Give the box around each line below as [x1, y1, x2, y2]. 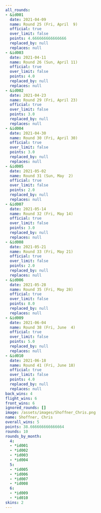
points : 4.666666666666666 [10, 36, 67, 41]
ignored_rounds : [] [5, 406, 46, 411]
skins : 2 [5, 500, 24, 505]
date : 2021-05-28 [10, 282, 46, 287]
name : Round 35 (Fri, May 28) [10, 287, 73, 292]
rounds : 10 [5, 429, 28, 434]
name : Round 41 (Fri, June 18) [10, 363, 76, 368]
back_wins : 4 [5, 391, 33, 396]
